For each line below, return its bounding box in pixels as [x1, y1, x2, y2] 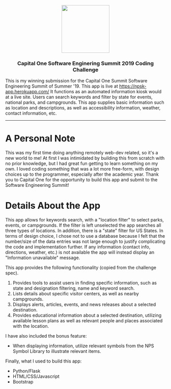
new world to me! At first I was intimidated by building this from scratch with [5, 155, 165, 161]
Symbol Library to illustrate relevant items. [12, 348, 101, 354]
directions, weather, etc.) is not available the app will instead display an [5, 249, 155, 256]
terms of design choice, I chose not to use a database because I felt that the [5, 233, 165, 239]
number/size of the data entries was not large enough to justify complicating [5, 238, 165, 244]
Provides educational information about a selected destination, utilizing [12, 312, 162, 318]
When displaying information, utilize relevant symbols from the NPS [12, 343, 154, 349]
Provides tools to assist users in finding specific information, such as [12, 280, 157, 286]
